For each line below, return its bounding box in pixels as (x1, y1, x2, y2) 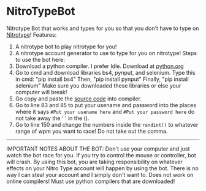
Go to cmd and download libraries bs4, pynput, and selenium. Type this (15, 69, 196, 76)
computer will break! (15, 88, 67, 95)
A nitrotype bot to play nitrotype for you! (15, 43, 117, 50)
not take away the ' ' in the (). (15, 114, 90, 122)
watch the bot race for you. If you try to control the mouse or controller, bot (6, 151, 196, 159)
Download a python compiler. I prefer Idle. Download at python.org (15, 62, 184, 70)
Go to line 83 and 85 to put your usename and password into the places (15, 101, 197, 108)
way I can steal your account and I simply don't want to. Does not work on (6, 171, 194, 178)
